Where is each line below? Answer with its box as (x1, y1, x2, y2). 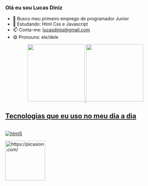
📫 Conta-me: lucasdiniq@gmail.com (12, 27, 91, 33)
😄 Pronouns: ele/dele (12, 34, 58, 40)
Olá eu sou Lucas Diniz (5, 4, 63, 11)
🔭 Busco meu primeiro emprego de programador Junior (12, 16, 129, 22)
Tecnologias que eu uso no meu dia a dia (5, 112, 136, 120)
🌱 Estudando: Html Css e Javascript (12, 21, 88, 27)
